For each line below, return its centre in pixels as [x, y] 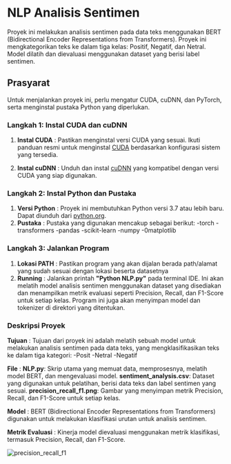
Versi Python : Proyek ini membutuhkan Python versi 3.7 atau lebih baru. [120, 208]
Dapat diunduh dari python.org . [62, 216]
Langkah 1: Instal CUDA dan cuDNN [67, 124]
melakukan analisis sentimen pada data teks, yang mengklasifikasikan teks [113, 348]
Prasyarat [29, 83]
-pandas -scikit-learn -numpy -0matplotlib [116, 230]
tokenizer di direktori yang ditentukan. [71, 307]
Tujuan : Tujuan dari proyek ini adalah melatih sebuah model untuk [102, 340]
